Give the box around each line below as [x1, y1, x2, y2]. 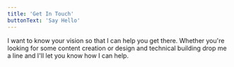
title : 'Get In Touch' [7, 10, 74, 18]
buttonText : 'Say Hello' [7, 17, 81, 24]
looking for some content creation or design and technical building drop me [7, 44, 228, 52]
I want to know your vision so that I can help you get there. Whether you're [7, 36, 225, 44]
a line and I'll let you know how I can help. [7, 51, 129, 60]
